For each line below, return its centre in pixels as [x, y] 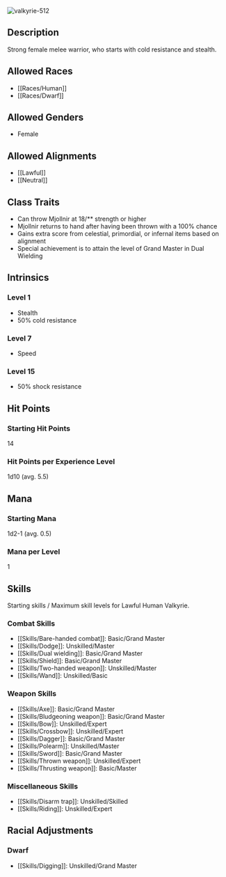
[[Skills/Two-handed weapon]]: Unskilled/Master [87, 668]
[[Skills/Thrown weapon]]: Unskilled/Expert [79, 761]
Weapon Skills [32, 694]
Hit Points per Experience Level [61, 461]
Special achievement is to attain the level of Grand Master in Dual [111, 249]
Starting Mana [32, 518]
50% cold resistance [47, 320]
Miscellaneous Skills [43, 786]
